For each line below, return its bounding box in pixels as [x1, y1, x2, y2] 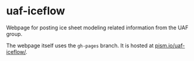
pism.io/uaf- [155, 42, 185, 49]
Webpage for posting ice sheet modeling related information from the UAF [6, 24, 189, 31]
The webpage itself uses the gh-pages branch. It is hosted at [6, 42, 154, 49]
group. [6, 30, 23, 37]
